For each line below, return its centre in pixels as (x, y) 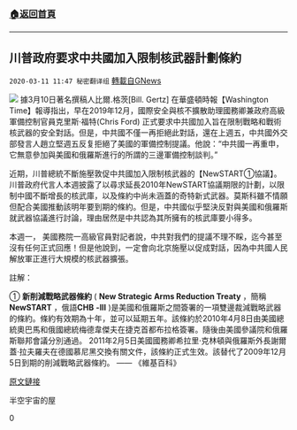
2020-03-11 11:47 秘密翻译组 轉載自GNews (85, 81)
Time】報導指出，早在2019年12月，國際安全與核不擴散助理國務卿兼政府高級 (147, 111)
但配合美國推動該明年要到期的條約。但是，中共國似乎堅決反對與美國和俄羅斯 (148, 207)
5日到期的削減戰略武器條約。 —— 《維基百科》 (95, 363)
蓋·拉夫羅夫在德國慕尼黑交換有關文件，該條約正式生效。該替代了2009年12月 (148, 352)
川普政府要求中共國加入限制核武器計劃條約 (125, 58)
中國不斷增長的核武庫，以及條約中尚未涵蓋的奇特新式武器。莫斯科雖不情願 (152, 196)
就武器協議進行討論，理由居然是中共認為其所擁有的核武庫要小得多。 (133, 218)
